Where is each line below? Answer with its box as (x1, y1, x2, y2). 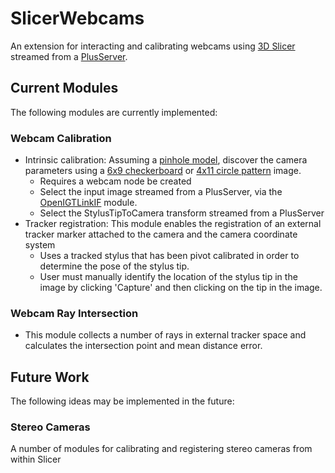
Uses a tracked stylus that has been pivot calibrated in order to (39, 250, 300, 262)
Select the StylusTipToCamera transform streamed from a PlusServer (39, 207, 325, 219)
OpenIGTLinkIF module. (39, 197, 138, 209)
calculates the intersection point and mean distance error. (24, 340, 263, 352)
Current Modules (10, 80, 119, 97)
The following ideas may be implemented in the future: (10, 395, 235, 407)
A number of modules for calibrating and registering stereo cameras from (10, 443, 313, 455)
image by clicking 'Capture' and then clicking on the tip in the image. (39, 282, 323, 294)
